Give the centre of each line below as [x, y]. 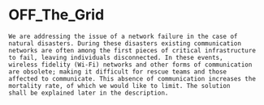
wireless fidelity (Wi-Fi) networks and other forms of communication [130, 65]
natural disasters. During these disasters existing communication [125, 43]
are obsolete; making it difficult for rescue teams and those [118, 71]
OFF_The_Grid [56, 15]
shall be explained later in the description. [89, 93]
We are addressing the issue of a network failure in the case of [123, 36]
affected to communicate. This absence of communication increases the [132, 78]
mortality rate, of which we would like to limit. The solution [119, 86]
